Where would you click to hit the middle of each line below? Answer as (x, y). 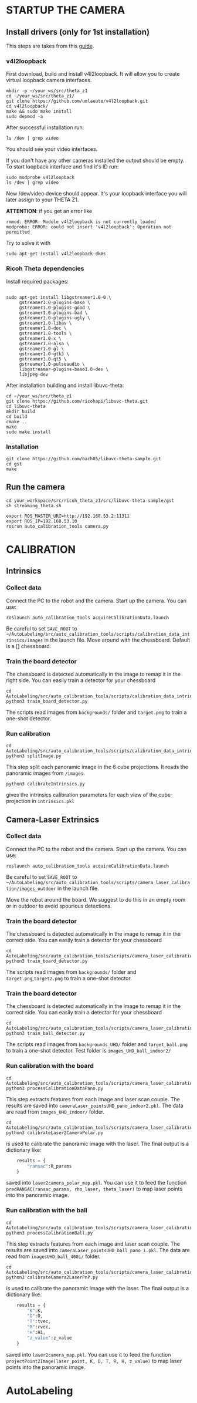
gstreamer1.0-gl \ (42, 349)
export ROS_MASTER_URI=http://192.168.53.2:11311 (68, 516)
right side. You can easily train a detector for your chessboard (81, 680)
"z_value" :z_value (50, 1338)
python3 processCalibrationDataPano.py (55, 1088)
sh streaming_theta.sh (34, 505)
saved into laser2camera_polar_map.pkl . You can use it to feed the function (96, 1183)
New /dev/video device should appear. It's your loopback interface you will (96, 194)
